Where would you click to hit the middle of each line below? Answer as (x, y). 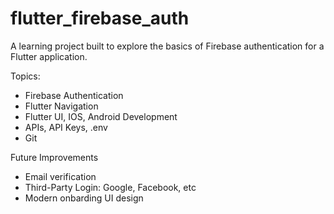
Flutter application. (49, 56)
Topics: (25, 76)
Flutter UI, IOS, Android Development (101, 116)
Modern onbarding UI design (84, 198)
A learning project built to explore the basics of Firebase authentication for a (167, 46)
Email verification (60, 176)
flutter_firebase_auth (100, 18)
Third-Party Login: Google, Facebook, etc (110, 187)
